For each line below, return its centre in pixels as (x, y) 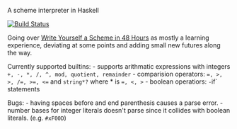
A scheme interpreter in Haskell (53, 10)
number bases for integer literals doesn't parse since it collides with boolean (119, 110)
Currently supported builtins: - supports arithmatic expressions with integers (119, 66)
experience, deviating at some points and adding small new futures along (114, 45)
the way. (20, 53)
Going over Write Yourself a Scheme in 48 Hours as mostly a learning (109, 38)
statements (24, 89)
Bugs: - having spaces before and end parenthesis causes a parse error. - (115, 103)
